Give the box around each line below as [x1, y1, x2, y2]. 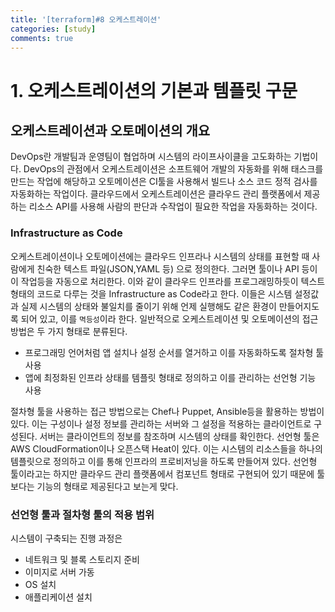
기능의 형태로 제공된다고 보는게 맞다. [36, 480, 179, 492]
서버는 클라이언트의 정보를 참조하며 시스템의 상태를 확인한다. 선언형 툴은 [39, 430, 320, 442]
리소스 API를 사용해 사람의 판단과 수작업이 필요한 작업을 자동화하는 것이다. [28, 201, 318, 213]
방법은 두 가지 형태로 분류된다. [10, 325, 128, 337]
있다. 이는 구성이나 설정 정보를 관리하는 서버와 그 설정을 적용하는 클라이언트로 [10, 417, 312, 430]
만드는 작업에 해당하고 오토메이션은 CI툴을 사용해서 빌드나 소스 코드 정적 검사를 [10, 176, 318, 188]
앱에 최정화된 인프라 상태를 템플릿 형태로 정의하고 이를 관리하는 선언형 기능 [24, 371, 317, 383]
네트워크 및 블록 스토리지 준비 [24, 553, 140, 565]
